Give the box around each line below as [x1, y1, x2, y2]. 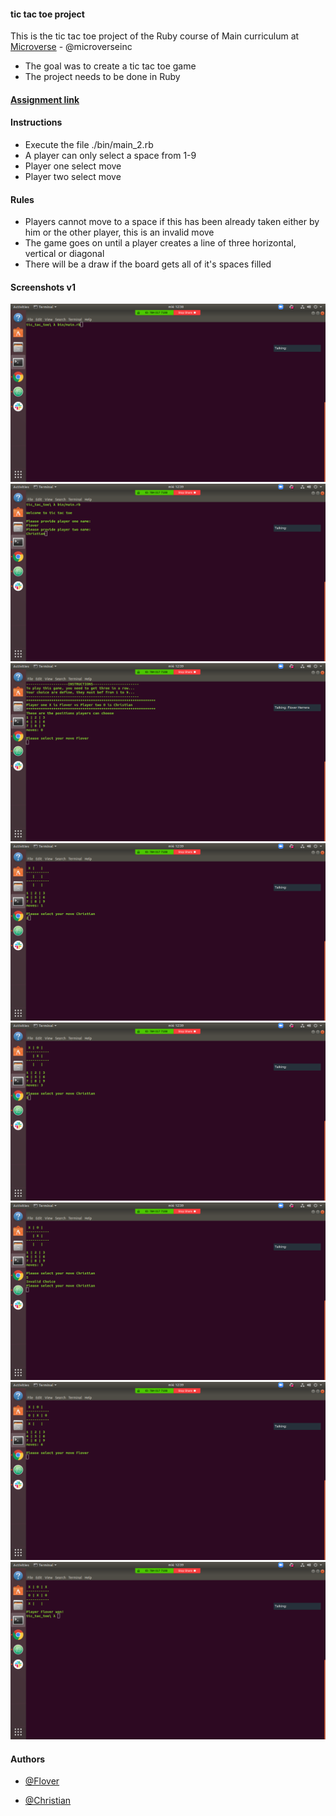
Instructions [10, 116, 63, 129]
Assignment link [10, 93, 80, 105]
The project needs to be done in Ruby [24, 71, 181, 83]
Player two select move [24, 171, 122, 182]
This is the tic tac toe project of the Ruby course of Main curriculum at [10, 30, 300, 42]
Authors [10, 1753, 46, 1765]
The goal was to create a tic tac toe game [24, 60, 197, 72]
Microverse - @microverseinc [10, 41, 133, 53]
